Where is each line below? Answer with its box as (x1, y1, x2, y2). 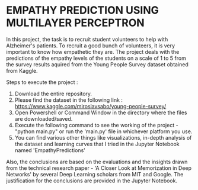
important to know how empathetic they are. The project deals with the (6, 48, 180, 55)
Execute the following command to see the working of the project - (14, 121, 179, 128)
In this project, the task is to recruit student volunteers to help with (6, 36, 168, 43)
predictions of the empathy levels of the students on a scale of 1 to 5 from (6, 54, 187, 62)
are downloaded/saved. (14, 115, 73, 122)
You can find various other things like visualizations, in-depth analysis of (14, 134, 192, 141)
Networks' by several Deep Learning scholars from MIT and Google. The (6, 170, 184, 178)
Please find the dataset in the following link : (14, 96, 123, 104)
